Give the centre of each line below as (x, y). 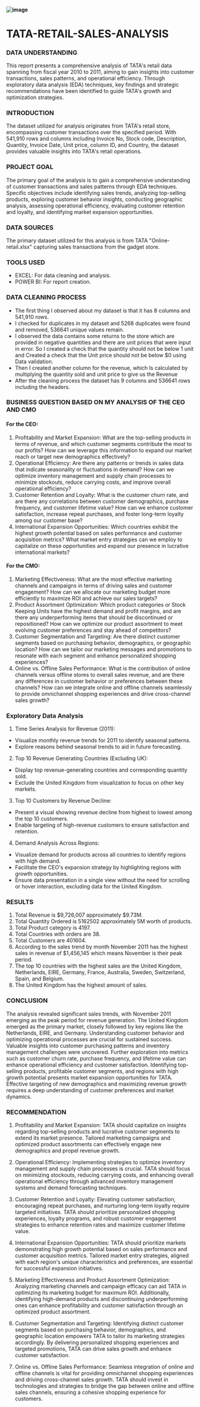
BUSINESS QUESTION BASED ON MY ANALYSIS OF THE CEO (96, 402)
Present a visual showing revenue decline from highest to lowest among (103, 812)
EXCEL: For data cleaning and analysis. (63, 275)
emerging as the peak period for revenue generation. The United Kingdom (97, 1020)
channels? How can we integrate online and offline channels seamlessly (103, 687)
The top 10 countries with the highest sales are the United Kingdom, (98, 966)
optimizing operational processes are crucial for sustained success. (90, 1039)
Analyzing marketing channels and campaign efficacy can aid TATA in (101, 1287)
